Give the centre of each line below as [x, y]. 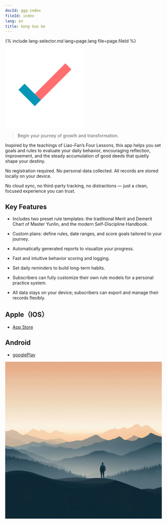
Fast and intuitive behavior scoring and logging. [61, 259]
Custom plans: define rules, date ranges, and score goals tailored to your [87, 234]
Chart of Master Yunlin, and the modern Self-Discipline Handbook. [80, 224]
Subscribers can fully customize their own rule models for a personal [83, 278]
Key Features [26, 207]
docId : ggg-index [23, 10]
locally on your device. [28, 176]
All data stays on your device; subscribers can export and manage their [85, 293]
